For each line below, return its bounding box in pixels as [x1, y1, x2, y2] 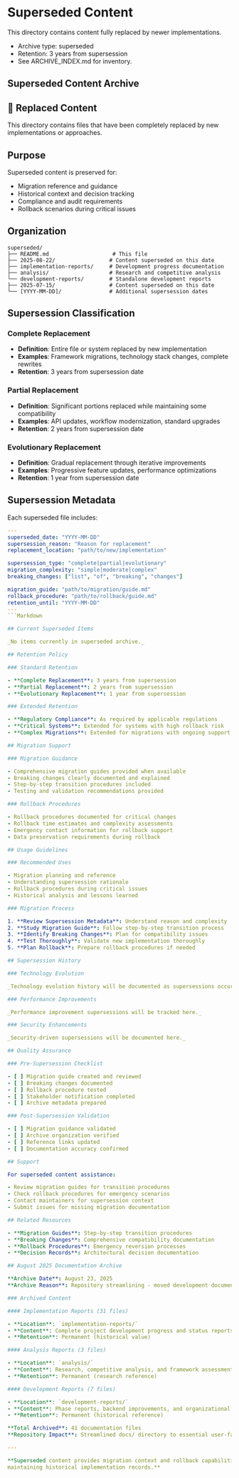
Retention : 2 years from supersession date [17, 424, 144, 432]
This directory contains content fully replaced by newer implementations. [7, 28, 222, 36]
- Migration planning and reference [7, 872, 116, 879]
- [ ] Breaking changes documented [7, 1079, 113, 1087]
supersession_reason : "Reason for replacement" [7, 540, 152, 547]
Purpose [7, 149, 46, 161]
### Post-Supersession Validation [7, 1113, 110, 1120]
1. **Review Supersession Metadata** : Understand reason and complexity [7, 918, 228, 925]
